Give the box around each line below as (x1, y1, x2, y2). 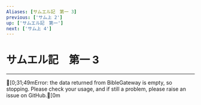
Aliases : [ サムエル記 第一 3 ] (6, 8, 77, 15)
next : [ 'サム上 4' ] (6, 25, 52, 32)
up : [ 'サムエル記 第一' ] (6, 20, 64, 26)
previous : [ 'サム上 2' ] (6, 14, 63, 20)
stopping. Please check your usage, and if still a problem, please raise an (6, 85, 187, 93)
